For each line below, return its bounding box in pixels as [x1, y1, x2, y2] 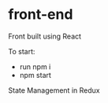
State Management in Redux [8, 85, 100, 95]
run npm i [19, 61, 51, 72]
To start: [8, 46, 35, 56]
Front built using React [8, 31, 81, 41]
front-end [8, 6, 73, 24]
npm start [19, 70, 51, 79]
